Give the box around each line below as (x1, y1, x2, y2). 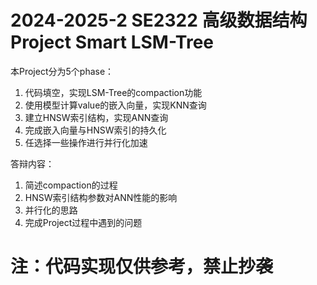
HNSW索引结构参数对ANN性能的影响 (24, 191, 178, 203)
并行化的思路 (24, 204, 78, 216)
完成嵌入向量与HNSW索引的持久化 (24, 124, 167, 136)
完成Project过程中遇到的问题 (24, 216, 143, 228)
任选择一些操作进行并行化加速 (24, 136, 148, 148)
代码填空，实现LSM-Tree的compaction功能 (24, 86, 203, 98)
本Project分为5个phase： (10, 65, 115, 77)
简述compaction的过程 (24, 179, 118, 191)
